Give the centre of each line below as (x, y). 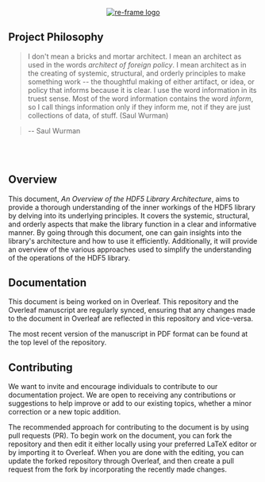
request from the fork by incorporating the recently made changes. (118, 469)
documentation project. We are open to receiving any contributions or (122, 395)
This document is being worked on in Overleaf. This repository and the (124, 302)
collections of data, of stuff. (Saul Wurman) (98, 115)
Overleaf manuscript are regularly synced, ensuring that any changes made (132, 310)
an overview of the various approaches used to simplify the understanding (130, 249)
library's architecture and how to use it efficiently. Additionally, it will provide (133, 241)
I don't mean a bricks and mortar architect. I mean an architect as (134, 56)
